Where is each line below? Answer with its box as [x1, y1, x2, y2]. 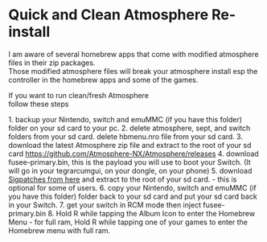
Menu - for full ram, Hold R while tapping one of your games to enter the [8, 217, 248, 227]
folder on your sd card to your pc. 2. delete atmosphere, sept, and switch [8, 123, 251, 133]
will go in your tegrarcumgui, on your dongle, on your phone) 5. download [8, 166, 253, 175]
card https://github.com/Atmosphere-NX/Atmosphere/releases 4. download [8, 149, 259, 158]
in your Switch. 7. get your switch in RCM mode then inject [8, 199, 202, 210]
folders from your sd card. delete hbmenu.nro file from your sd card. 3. [8, 131, 244, 142]
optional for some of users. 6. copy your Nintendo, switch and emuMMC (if [8, 183, 257, 192]
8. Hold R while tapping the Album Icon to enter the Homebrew [47, 208, 256, 218]
